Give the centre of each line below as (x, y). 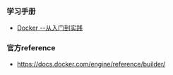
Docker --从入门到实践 (49, 28)
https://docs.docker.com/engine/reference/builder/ (91, 64)
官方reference (31, 48)
